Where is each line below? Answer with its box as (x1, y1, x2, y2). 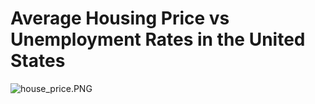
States (10, 50, 66, 72)
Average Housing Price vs (10, 7, 230, 30)
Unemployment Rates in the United (10, 28, 306, 51)
